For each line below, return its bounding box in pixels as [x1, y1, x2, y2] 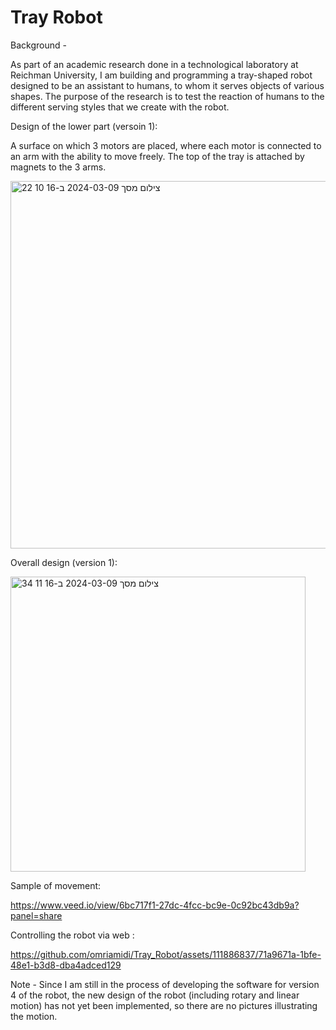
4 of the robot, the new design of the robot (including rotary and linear [10, 989, 300, 1001]
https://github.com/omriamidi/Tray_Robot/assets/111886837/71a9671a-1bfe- [10, 948, 322, 960]
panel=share [10, 909, 63, 921]
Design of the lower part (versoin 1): [10, 120, 158, 132]
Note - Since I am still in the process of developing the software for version [10, 978, 320, 990]
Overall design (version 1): [10, 556, 118, 568]
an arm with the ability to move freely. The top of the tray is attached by [10, 150, 305, 162]
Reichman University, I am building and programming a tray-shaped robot [10, 69, 313, 81]
